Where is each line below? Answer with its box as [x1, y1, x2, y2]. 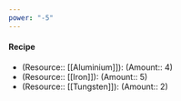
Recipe [8, 42, 35, 53]
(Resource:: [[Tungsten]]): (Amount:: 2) [21, 81, 169, 92]
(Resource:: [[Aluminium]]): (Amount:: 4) [21, 61, 174, 73]
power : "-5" [8, 13, 54, 23]
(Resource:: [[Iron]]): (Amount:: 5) [21, 71, 148, 82]
